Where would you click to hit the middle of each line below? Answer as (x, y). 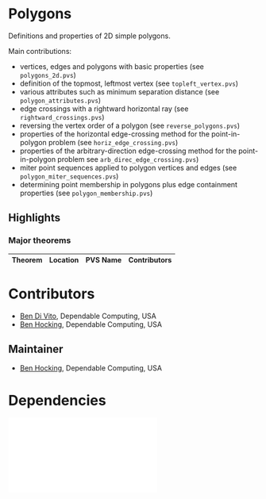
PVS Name (104, 260)
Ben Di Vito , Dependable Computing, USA (88, 316)
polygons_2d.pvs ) (48, 75)
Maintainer (36, 349)
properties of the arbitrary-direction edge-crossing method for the (128, 151)
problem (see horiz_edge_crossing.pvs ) (114, 142)
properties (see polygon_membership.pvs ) (86, 193)
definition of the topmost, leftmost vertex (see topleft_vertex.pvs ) (129, 83)
